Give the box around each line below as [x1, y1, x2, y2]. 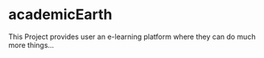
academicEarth [8, 6, 113, 24]
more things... [8, 40, 55, 49]
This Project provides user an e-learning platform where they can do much [8, 32, 256, 41]
